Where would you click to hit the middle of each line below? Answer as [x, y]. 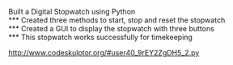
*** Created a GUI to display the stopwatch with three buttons [111, 28]
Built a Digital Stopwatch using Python [72, 12]
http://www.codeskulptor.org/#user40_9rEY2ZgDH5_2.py [104, 53]
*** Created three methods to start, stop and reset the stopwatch [117, 20]
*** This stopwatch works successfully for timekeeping [100, 37]
